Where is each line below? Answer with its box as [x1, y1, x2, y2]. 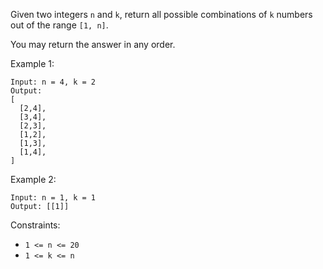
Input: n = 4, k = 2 [10, 77, 97, 87]
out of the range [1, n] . [10, 19, 109, 31]
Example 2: [10, 174, 57, 185]
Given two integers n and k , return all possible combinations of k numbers [10, 9, 313, 20]
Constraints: [10, 219, 61, 231]
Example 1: [10, 58, 55, 69]
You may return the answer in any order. [10, 39, 176, 50]
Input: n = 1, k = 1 [10, 193, 97, 203]
